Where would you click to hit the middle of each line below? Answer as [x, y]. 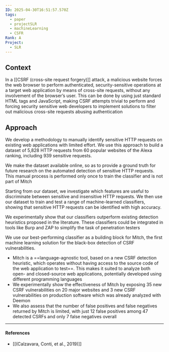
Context [18, 68]
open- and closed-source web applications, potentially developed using [87, 274]
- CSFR [17, 33]
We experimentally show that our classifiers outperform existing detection [82, 217]
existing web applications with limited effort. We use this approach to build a [84, 145]
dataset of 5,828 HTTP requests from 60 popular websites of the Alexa [79, 150]
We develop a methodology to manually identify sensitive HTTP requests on [84, 140]
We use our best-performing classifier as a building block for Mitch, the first [84, 237]
